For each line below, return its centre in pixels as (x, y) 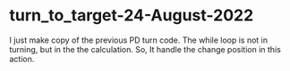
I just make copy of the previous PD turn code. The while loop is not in (139, 40)
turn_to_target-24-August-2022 (132, 16)
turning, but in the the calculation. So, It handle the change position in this (145, 49)
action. (22, 59)
